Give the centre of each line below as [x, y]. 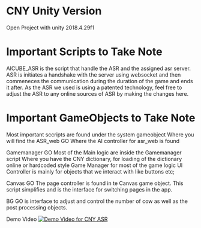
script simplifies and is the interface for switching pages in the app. [89, 189]
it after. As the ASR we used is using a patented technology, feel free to [94, 87]
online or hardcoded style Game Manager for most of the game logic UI [94, 165]
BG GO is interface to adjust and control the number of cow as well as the [97, 201]
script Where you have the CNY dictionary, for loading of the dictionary [94, 159]
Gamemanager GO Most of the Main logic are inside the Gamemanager [94, 152]
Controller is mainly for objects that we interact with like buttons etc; [91, 171]
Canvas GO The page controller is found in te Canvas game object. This [95, 183]
